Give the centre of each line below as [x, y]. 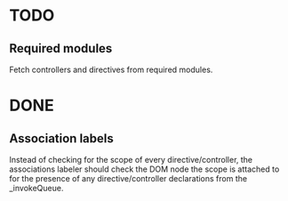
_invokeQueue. [36, 188]
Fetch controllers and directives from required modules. [111, 69]
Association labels [61, 138]
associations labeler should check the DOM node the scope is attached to [144, 169]
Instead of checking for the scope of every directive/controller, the [131, 160]
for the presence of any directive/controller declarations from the [128, 178]
